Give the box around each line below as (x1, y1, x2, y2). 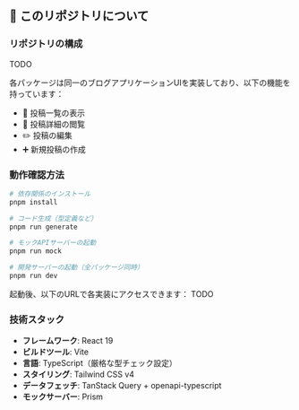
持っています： (9, 88, 64, 99)
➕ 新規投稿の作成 (21, 144, 87, 154)
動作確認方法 (9, 169, 65, 181)
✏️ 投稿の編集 (21, 129, 73, 141)
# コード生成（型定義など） (9, 214, 98, 222)
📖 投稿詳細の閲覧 (21, 118, 85, 129)
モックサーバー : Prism (21, 391, 104, 402)
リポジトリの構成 (9, 38, 83, 50)
